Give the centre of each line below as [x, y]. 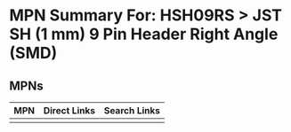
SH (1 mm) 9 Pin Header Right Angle [144, 34]
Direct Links [69, 110]
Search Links [132, 110]
